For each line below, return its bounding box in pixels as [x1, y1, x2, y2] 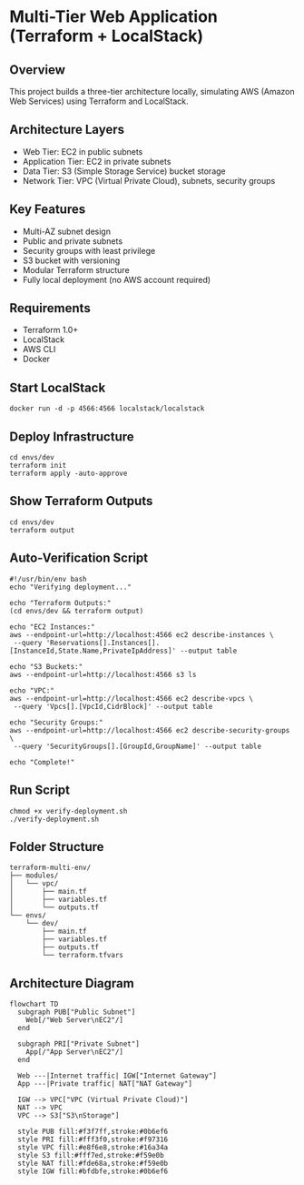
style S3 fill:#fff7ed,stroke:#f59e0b [17, 1151, 165, 1160]
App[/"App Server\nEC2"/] [25, 1048, 124, 1057]
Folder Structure [9, 839, 104, 855]
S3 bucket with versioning [22, 255, 121, 266]
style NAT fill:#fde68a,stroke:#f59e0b [17, 1159, 169, 1169]
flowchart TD [9, 999, 59, 1009]
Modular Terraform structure [22, 264, 130, 275]
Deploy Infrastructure [9, 429, 134, 444]
